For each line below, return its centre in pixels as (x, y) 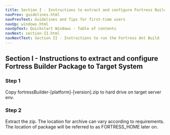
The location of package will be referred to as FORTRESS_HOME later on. (82, 126)
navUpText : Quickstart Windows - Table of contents (61, 29)
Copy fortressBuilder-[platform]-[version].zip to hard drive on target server (83, 92)
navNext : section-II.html (32, 33)
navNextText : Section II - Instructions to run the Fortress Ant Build (82, 38)
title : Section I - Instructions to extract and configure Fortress (79, 10)
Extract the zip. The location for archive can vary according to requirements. (85, 121)
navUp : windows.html (27, 24)
